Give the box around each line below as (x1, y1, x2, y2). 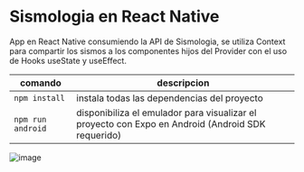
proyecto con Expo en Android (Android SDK (76, 117, 266, 130)
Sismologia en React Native (9, 6, 220, 27)
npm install (14, 93, 66, 103)
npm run (14, 114, 47, 124)
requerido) (76, 129, 122, 141)
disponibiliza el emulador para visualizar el (76, 106, 257, 119)
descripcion (157, 77, 210, 89)
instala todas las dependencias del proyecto (76, 92, 264, 104)
